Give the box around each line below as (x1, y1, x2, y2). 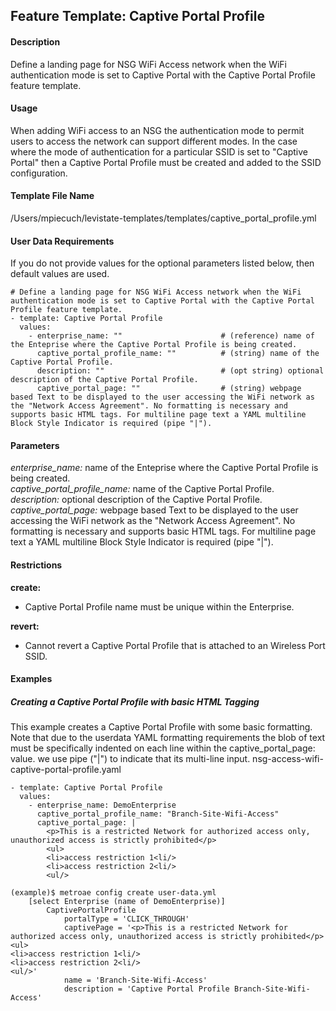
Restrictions (10, 559, 63, 571)
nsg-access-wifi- (252, 753, 324, 765)
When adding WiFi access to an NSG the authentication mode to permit (10, 124, 305, 136)
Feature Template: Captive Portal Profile (10, 8, 265, 25)
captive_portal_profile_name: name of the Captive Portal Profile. (10, 483, 275, 495)
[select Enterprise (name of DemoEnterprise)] (28, 897, 226, 907)
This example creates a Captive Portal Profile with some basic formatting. (10, 721, 313, 733)
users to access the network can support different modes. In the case (10, 135, 298, 147)
